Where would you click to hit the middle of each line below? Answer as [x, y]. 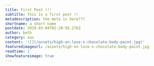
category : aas [20, 38]
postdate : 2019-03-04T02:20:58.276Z [43, 28]
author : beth [19, 33]
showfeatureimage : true [30, 56]
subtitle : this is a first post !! [42, 14]
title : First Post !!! [28, 10]
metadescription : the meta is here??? [45, 19]
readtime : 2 [17, 51]
